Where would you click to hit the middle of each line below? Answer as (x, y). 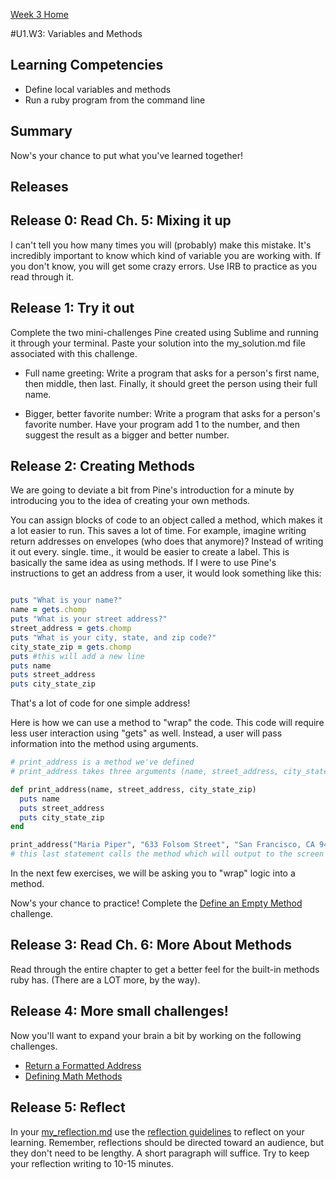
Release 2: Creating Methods (103, 466)
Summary (41, 131)
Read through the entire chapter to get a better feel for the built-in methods (165, 969)
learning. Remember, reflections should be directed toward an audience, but (167, 1142)
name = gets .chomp (48, 610)
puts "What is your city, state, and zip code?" (113, 637)
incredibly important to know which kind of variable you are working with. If (166, 255)
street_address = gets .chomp (71, 629)
